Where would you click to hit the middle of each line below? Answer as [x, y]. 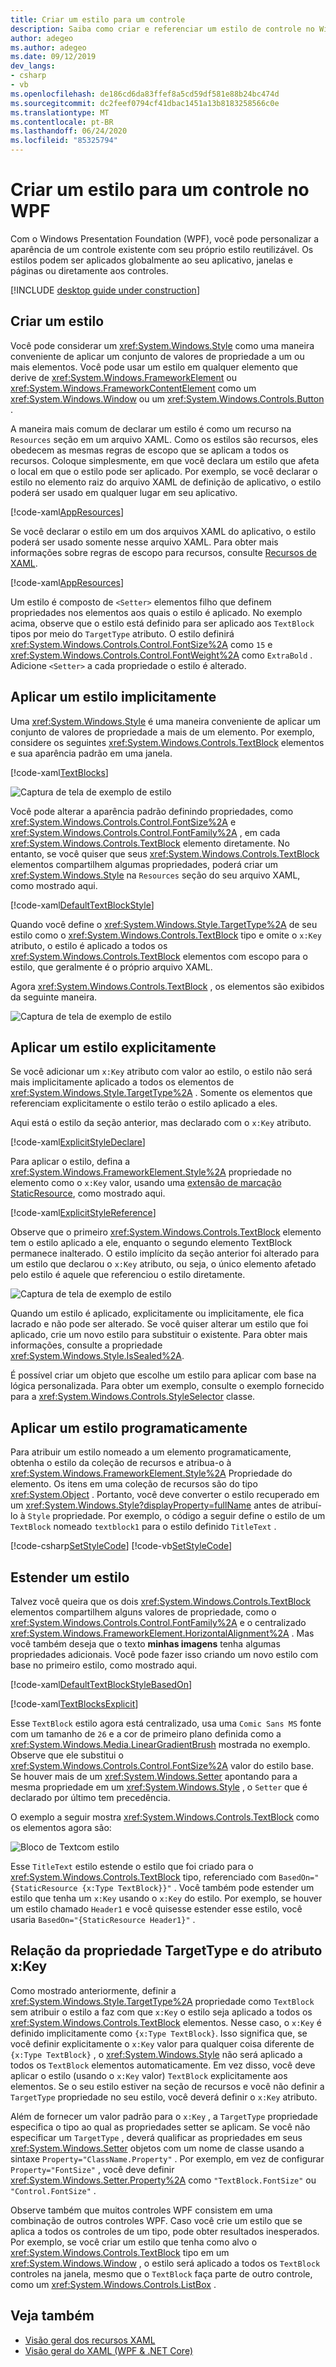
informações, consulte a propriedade [86, 1345]
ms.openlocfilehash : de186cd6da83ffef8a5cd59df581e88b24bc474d [145, 94]
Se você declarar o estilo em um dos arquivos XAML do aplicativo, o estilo [163, 531]
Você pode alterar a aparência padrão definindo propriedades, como [152, 811]
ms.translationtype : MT [60, 112]
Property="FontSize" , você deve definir [92, 2169]
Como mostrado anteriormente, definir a [93, 1990]
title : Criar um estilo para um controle [98, 19]
